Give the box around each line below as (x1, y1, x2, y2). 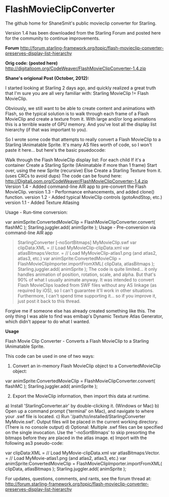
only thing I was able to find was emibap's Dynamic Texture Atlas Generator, (5, 313, 163, 319)
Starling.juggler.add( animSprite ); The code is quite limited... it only (17, 266, 157, 272)
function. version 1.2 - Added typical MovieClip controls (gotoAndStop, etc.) (5, 194, 162, 200)
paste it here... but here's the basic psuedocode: (5, 147, 106, 153)
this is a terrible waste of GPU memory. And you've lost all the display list (5, 121, 157, 127)
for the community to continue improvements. (5, 35, 100, 41)
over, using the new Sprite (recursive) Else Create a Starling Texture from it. (5, 167, 162, 173)
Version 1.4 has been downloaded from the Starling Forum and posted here (5, 30, 161, 36)
